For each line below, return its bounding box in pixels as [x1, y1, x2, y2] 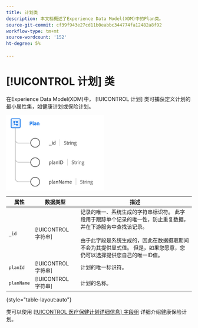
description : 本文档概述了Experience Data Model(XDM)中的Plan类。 [6, 15, 164, 22]
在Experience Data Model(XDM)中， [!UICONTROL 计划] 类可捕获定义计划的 [6, 95, 191, 103]
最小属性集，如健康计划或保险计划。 [6, 103, 94, 110]
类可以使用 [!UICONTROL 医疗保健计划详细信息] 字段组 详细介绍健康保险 [6, 308, 182, 315]
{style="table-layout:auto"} [6, 296, 72, 303]
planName [8, 280, 31, 286]
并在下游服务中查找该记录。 [80, 223, 148, 230]
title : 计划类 [6, 9, 38, 15]
